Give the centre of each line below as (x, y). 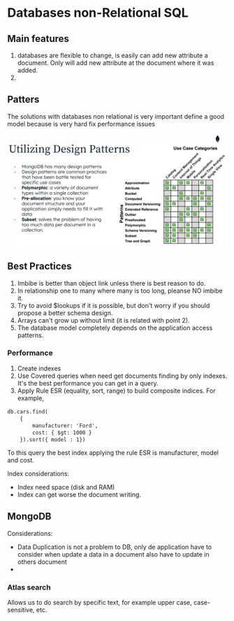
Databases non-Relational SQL (98, 13)
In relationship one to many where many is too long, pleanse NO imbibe (120, 291)
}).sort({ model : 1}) (53, 439)
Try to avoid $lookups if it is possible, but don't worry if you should (114, 305)
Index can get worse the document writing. (79, 495)
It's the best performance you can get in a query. (88, 383)
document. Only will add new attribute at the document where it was (116, 63)
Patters (23, 100)
